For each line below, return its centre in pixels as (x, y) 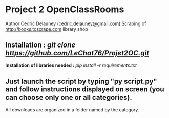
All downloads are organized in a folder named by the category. (72, 110)
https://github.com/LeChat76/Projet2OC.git (77, 53)
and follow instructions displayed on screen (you (85, 90)
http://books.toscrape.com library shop (47, 29)
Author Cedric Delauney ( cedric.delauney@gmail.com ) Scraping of (76, 23)
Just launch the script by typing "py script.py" (81, 81)
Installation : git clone (40, 45)
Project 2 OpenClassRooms (65, 9)
